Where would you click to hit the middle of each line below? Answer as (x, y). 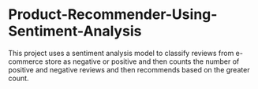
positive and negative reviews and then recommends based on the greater (129, 69)
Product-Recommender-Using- (113, 15)
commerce (26, 61)
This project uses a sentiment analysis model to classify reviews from (121, 53)
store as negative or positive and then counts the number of (142, 61)
